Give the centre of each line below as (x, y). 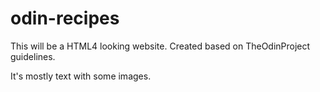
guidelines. (33, 56)
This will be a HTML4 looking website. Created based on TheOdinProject (160, 46)
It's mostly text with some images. (81, 76)
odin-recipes (65, 18)
